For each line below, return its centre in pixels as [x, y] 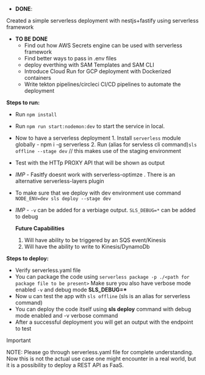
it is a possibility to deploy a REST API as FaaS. [65, 365]
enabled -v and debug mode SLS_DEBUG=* [71, 290]
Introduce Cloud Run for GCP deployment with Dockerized [98, 71]
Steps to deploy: [27, 258]
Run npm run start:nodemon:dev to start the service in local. [90, 126]
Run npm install [36, 114]
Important [19, 340]
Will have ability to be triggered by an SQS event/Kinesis [95, 240]
